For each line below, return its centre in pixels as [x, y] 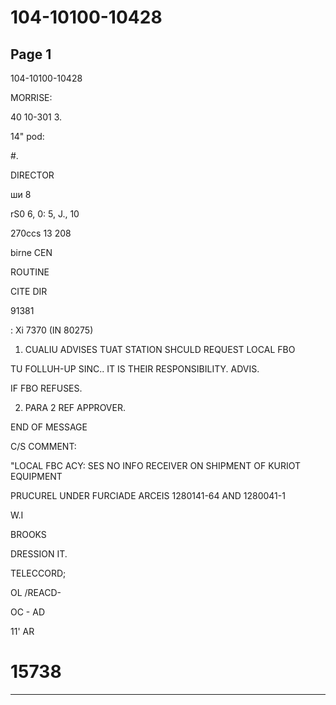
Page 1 [31, 54]
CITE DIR [29, 291]
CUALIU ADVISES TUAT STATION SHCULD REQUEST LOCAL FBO [160, 349]
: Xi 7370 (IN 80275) [52, 330]
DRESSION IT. [39, 554]
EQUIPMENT [36, 476]
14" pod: [27, 136]
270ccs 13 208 [41, 233]
